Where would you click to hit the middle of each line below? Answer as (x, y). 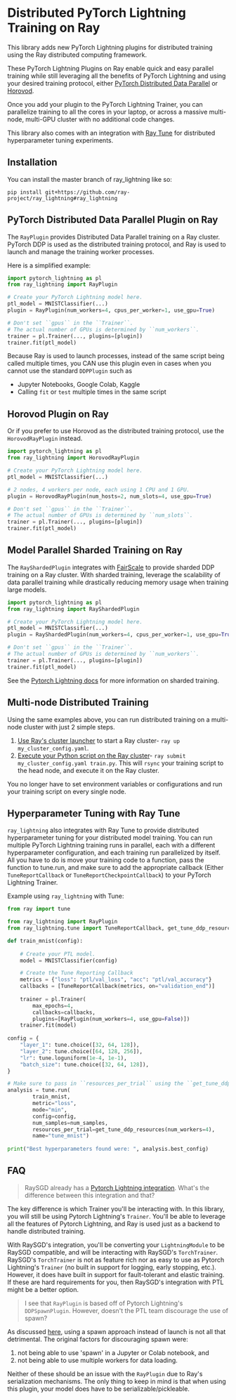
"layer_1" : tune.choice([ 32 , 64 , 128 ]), (80, 1045)
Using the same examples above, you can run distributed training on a (109, 719)
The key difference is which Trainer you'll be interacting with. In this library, (116, 1208)
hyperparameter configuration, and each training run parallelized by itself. (114, 853)
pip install (25, 192)
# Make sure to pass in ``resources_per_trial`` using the (96, 1084)
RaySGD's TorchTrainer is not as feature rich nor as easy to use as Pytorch (116, 1260)
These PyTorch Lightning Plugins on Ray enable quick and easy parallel (111, 68)
